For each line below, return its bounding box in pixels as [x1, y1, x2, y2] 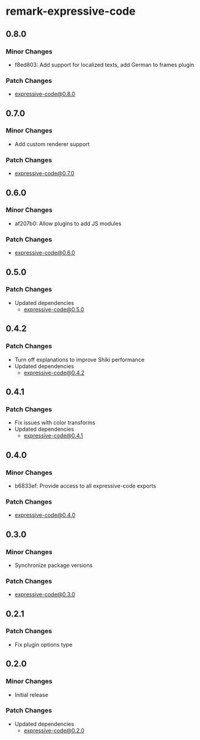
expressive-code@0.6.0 [14, 249, 75, 256]
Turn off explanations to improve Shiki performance [14, 356, 145, 363]
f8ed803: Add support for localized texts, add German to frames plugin [14, 61, 194, 68]
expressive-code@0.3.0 [14, 591, 76, 598]
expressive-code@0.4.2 [23, 369, 85, 376]
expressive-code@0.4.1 [23, 432, 83, 439]
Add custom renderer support [14, 140, 90, 148]
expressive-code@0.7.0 [14, 170, 75, 177]
